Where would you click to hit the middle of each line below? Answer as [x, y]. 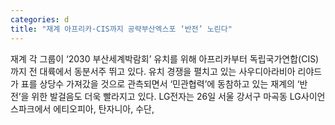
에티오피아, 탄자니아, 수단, [104, 108]
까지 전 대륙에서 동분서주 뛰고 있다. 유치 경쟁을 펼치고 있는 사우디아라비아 [153, 71]
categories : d [40, 19]
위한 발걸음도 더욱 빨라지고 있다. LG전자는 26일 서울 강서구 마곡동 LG [166, 96]
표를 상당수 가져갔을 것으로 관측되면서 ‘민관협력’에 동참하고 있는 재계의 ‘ [160, 83]
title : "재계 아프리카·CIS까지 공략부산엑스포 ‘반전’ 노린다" [121, 29]
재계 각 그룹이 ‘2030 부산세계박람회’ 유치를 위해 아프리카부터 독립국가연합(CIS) [165, 58]
